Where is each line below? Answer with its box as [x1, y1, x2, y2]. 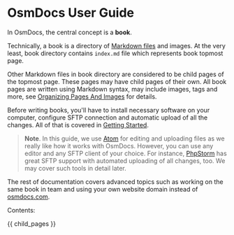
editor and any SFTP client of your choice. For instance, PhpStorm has [24, 149, 227, 157]
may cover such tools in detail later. [24, 164, 127, 172]
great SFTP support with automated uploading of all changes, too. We [24, 156, 226, 165]
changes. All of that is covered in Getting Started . [7, 120, 149, 129]
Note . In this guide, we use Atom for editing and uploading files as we [24, 134, 225, 143]
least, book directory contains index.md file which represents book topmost [7, 49, 224, 57]
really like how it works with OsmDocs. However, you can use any [24, 141, 214, 150]
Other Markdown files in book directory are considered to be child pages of [7, 70, 225, 78]
